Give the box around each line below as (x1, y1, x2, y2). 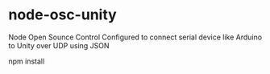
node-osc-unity (8, 6, 117, 24)
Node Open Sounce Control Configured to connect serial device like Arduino (8, 32, 263, 42)
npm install (8, 56, 45, 66)
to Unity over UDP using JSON (8, 40, 110, 50)
